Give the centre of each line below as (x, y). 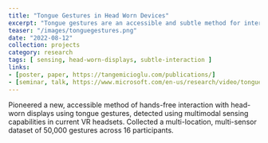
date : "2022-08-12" (41, 38)
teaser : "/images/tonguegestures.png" (73, 30)
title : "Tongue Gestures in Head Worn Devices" (89, 15)
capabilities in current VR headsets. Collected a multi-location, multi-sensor (132, 122)
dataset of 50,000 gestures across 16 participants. (91, 130)
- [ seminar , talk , (39, 82)
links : (19, 68)
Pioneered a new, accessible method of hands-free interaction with (119, 105)
